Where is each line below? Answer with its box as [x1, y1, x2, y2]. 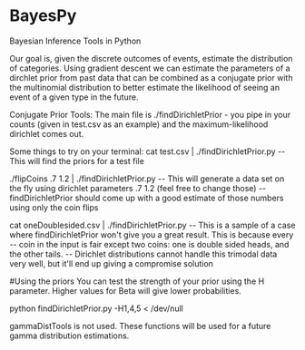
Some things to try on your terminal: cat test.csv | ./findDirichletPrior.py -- [9, 146, 286, 157]
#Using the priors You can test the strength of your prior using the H [9, 276, 265, 287]
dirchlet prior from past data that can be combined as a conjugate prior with [9, 72, 293, 83]
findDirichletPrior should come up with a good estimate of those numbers [9, 192, 284, 203]
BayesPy [9, 5, 77, 26]
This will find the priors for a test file [9, 155, 145, 166]
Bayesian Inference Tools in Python [9, 35, 142, 46]
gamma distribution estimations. [9, 330, 130, 341]
